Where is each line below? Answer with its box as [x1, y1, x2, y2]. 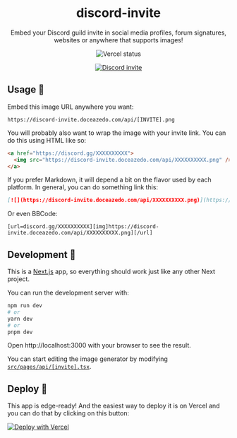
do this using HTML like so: [7, 136, 87, 144]
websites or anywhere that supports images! [54, 35, 183, 44]
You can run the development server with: [7, 288, 129, 297]
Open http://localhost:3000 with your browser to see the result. [7, 341, 192, 350]
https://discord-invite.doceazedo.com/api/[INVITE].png [7, 116, 175, 123]
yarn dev [7, 315, 33, 322]
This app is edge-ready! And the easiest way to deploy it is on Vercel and [7, 401, 220, 410]
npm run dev [7, 302, 42, 309]
